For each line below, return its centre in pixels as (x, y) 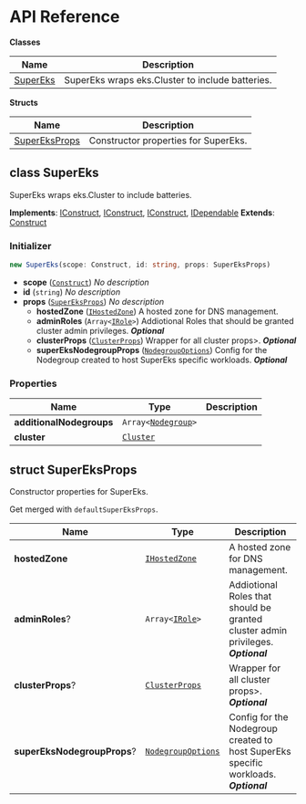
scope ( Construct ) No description (86, 282)
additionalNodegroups (64, 423)
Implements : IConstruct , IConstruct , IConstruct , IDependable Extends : (142, 213)
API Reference (65, 17)
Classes (25, 42)
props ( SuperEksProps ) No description (93, 301)
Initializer (31, 245)
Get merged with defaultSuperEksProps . (84, 509)
